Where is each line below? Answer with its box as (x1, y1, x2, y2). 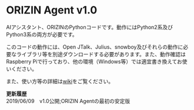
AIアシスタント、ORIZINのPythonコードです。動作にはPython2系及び (6, 23, 173, 30)
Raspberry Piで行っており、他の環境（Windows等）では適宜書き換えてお (6, 58, 182, 65)
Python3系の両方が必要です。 (6, 30, 78, 38)
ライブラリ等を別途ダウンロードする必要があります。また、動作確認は (16, 50, 186, 57)
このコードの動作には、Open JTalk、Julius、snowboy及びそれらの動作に (6, 43, 183, 50)
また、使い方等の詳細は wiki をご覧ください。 (6, 77, 113, 85)
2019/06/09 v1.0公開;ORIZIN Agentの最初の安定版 (6, 97, 131, 104)
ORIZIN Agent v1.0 (6, 4, 98, 17)
